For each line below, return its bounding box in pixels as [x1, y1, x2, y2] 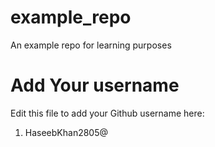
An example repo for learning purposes [10, 39, 172, 51]
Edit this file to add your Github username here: [10, 107, 205, 119]
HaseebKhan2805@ [24, 126, 109, 138]
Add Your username [10, 74, 180, 97]
